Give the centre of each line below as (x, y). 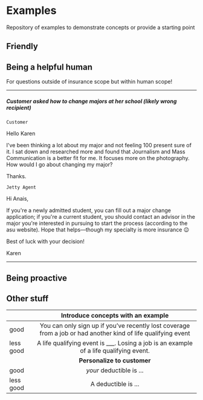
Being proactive (37, 278)
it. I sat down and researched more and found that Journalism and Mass (96, 152)
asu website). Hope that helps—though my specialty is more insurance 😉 (98, 230)
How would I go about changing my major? (60, 165)
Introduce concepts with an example (115, 316)
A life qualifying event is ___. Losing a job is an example (115, 343)
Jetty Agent (21, 188)
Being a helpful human (49, 67)
